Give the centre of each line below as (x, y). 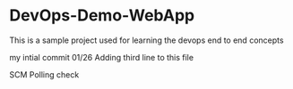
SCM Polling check (44, 74)
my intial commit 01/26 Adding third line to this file (102, 57)
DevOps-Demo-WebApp (102, 16)
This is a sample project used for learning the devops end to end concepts (146, 40)
